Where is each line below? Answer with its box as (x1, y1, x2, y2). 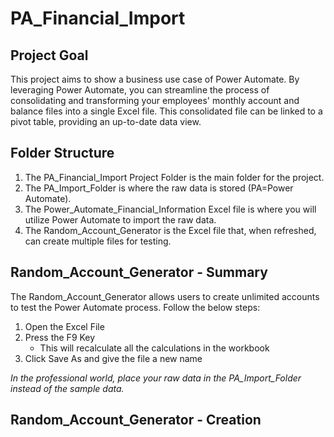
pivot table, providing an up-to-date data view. (10, 116, 202, 127)
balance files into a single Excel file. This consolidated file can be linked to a (10, 105, 323, 117)
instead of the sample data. (10, 382, 125, 394)
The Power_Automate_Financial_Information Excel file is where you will (24, 203, 317, 215)
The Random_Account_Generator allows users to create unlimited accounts (10, 290, 320, 302)
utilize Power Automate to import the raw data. (24, 213, 217, 226)
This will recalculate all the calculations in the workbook (39, 342, 270, 354)
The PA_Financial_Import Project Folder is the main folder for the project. (24, 171, 325, 183)
